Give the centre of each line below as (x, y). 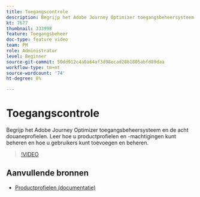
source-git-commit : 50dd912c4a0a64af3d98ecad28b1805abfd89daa (85, 62)
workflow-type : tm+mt (33, 67)
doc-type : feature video (37, 40)
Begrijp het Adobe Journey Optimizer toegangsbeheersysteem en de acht (97, 130)
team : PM (17, 46)
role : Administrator (32, 51)
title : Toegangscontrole (37, 12)
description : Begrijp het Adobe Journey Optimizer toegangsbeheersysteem (100, 17)
